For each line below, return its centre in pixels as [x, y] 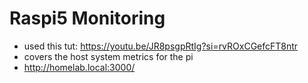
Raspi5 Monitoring [87, 18]
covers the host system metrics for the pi [108, 56]
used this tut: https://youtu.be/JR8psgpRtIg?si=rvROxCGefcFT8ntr [161, 46]
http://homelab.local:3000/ [79, 67]
